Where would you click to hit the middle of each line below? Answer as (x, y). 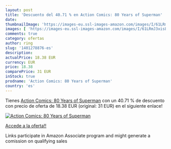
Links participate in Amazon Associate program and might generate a (78, 135)
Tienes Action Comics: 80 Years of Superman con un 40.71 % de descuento (85, 101)
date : (11, 19)
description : (19, 53)
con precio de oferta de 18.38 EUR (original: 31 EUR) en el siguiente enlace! (84, 106)
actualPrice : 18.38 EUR (31, 57)
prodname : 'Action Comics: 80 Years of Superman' (59, 81)
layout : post (19, 10)
